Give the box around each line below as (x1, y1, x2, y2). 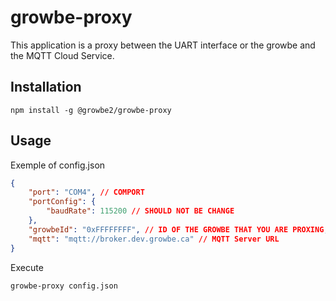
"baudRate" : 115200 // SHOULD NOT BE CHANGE (46, 206, 235, 216)
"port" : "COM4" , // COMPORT (28, 187, 145, 198)
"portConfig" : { (28, 197, 97, 207)
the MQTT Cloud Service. (10, 49, 115, 61)
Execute (10, 261, 44, 273)
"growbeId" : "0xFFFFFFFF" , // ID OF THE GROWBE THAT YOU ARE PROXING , (28, 224, 329, 235)
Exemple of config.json (10, 159, 106, 171)
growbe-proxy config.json (10, 281, 118, 291)
